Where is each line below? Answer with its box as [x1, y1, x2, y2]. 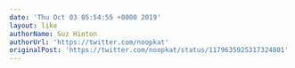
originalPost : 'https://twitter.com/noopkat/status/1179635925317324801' [9, 46, 290, 55]
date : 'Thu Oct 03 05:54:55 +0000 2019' [9, 12, 162, 22]
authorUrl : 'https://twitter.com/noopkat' [9, 37, 169, 47]
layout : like [9, 21, 58, 30]
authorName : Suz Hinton [9, 29, 98, 38]
